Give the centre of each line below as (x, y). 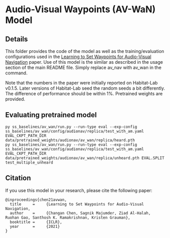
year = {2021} (35, 226)
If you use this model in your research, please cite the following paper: (79, 190)
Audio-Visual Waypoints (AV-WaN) (80, 9)
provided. (15, 99)
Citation (18, 178)
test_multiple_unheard (29, 162)
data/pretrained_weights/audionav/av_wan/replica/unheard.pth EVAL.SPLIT (85, 158)
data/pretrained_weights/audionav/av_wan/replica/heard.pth (70, 140)
